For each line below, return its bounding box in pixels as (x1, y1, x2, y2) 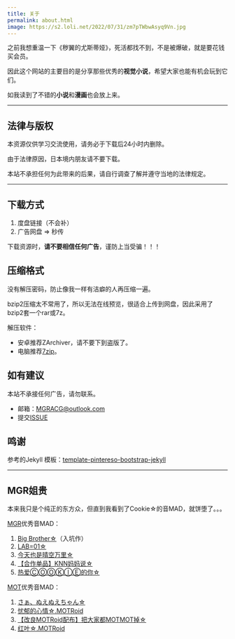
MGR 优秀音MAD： (7, 520, 61, 528)
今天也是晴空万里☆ (17, 551, 73, 559)
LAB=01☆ (17, 542, 47, 551)
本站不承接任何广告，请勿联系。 (7, 389, 99, 398)
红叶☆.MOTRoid (17, 624, 65, 633)
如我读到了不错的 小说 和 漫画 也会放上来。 (7, 90, 124, 99)
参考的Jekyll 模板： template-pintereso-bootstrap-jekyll (7, 455, 166, 464)
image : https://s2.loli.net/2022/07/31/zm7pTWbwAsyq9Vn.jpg (7, 23, 187, 30)
